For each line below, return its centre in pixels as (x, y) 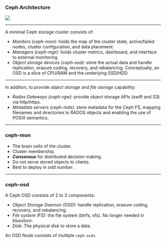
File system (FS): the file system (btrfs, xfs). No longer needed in (78, 215)
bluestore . (22, 220)
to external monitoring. (35, 57)
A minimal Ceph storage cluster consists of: (49, 32)
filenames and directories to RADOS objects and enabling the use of (82, 113)
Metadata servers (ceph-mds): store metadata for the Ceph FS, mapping (86, 107)
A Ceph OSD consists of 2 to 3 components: (50, 195)
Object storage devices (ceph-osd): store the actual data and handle (82, 63)
